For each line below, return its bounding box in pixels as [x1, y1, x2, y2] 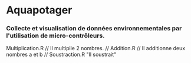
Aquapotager [6, 3, 73, 17]
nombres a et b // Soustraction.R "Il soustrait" [6, 51, 117, 58]
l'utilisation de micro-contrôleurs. [6, 32, 105, 40]
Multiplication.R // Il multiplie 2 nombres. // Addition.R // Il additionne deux [6, 45, 186, 52]
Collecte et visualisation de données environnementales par [6, 24, 182, 33]
